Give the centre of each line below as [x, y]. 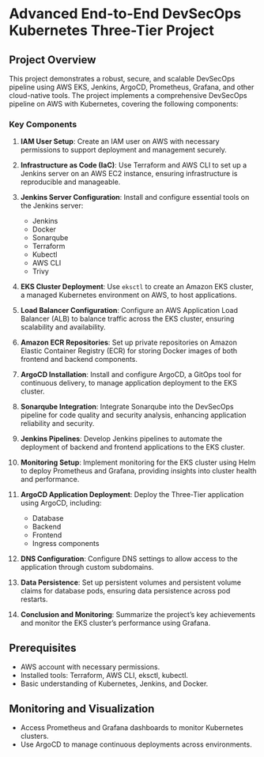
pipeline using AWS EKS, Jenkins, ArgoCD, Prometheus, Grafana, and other [132, 87]
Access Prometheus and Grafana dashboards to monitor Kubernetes [132, 727]
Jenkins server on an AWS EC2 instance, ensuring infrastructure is [129, 174]
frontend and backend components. [79, 360]
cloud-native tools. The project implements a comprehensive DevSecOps [128, 95]
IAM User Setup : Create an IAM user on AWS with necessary [120, 141]
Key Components [43, 124]
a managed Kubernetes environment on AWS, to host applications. [128, 295]
